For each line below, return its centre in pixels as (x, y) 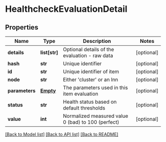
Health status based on (90, 102)
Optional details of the (89, 49)
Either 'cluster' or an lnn (91, 80)
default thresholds (84, 108)
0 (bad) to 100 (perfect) (91, 122)
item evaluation (81, 94)
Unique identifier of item (91, 71)
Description (97, 41)
